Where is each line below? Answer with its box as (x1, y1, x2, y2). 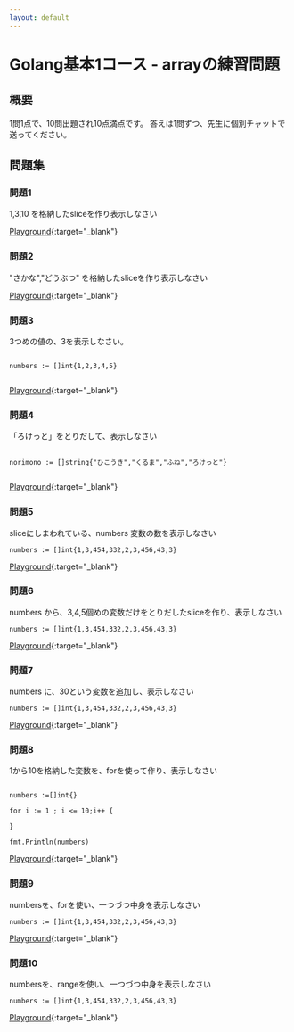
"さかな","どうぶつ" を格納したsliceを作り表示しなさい (9, 272, 208, 283)
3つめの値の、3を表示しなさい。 (9, 335, 129, 346)
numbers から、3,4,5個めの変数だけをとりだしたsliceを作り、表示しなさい (9, 607, 282, 617)
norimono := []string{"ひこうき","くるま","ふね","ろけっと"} (9, 458, 227, 467)
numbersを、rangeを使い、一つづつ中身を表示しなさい (9, 978, 212, 989)
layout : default (9, 12, 69, 22)
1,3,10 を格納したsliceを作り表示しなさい (9, 209, 158, 219)
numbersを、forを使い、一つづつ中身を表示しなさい (9, 899, 200, 910)
